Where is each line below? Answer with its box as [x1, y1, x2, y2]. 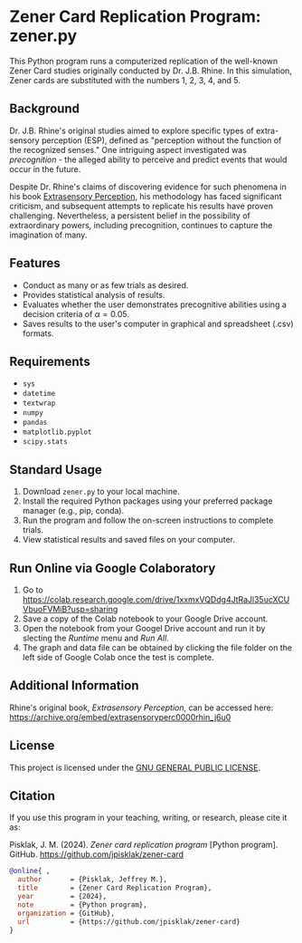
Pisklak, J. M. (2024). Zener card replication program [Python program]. [9, 840, 278, 851]
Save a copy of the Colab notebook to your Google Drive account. [22, 613, 269, 624]
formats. [22, 328, 54, 339]
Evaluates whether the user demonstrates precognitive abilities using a [22, 299, 288, 310]
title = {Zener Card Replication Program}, [17, 883, 212, 893]
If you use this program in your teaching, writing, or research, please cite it [9, 813, 288, 823]
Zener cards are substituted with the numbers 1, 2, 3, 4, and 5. [9, 74, 241, 85]
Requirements [9, 353, 90, 369]
